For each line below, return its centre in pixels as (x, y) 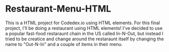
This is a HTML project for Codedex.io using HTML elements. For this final (83, 23)
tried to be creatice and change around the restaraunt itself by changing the (84, 39)
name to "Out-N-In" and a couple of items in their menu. (64, 44)
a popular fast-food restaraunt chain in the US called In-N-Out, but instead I (84, 33)
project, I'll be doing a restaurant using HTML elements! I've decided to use (84, 28)
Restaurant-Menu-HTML (58, 9)
